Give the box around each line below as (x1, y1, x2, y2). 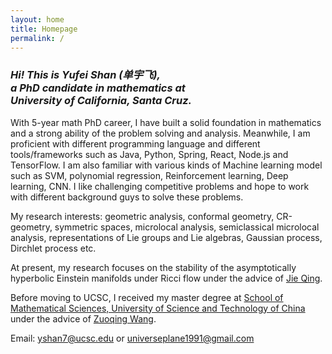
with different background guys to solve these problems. (10, 191, 244, 203)
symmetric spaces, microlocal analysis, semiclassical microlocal (54, 221, 320, 233)
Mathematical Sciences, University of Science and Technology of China (10, 302, 306, 314)
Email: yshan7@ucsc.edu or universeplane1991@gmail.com (10, 332, 255, 344)
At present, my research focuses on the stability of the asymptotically (10, 261, 297, 273)
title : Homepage (10, 24, 78, 34)
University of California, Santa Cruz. (10, 94, 193, 108)
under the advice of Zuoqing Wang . (10, 312, 157, 325)
